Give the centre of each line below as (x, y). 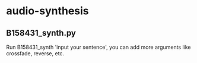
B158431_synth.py (41, 33)
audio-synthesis (47, 11)
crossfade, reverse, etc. (35, 53)
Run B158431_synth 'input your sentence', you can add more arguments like (99, 47)
